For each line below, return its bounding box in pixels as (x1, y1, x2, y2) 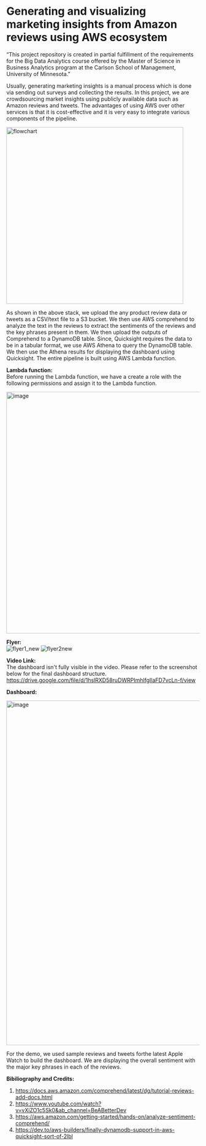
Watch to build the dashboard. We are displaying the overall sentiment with (6, 1056, 196, 1064)
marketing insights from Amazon (6, 17, 178, 31)
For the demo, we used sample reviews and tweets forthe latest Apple (6, 1050, 183, 1057)
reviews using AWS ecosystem (6, 31, 167, 44)
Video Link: (6, 657, 36, 664)
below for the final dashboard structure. (6, 670, 107, 677)
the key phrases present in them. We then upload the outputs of (6, 328, 167, 336)
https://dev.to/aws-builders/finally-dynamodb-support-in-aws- (15, 1126, 175, 1133)
